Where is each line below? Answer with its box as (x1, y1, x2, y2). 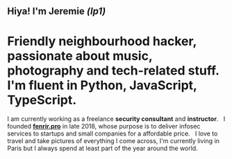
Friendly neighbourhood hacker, (7, 33, 197, 49)
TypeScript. (7, 92, 77, 108)
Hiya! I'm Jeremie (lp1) (7, 6, 106, 17)
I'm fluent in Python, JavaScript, (7, 77, 197, 93)
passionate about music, (7, 48, 153, 64)
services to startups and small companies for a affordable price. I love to (7, 129, 218, 138)
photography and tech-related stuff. (7, 62, 220, 78)
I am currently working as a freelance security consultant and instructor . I (7, 115, 226, 123)
